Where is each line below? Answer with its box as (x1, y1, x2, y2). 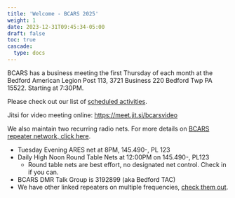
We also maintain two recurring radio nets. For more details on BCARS (7, 124, 210, 133)
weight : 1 (7, 17, 36, 24)
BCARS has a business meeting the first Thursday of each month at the (7, 68, 213, 77)
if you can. (27, 168, 59, 176)
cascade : (7, 43, 33, 50)
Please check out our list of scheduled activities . (7, 97, 147, 105)
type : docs (13, 50, 46, 57)
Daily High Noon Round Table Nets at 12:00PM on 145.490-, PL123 (17, 152, 210, 161)
